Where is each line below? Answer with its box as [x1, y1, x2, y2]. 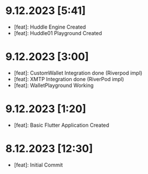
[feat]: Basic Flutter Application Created [13, 121, 110, 128]
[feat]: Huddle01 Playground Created [13, 29, 103, 36]
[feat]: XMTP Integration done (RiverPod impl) [13, 75, 125, 82]
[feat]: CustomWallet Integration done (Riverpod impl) [13, 69, 143, 76]
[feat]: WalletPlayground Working [13, 82, 94, 89]
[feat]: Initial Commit [13, 161, 64, 168]
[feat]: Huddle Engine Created [13, 23, 86, 30]
